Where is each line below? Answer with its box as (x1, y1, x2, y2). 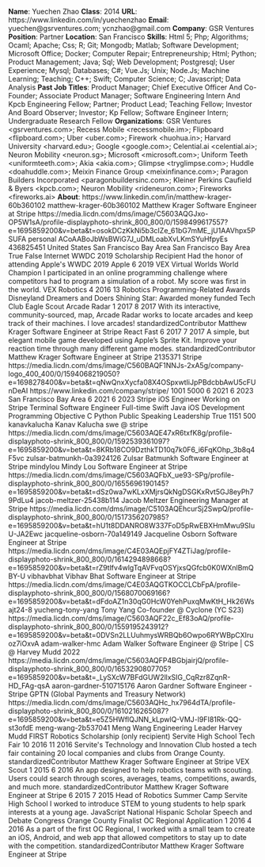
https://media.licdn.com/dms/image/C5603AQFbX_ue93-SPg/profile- (8, 470, 235, 479)
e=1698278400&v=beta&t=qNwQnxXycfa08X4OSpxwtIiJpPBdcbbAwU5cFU (8, 378, 256, 387)
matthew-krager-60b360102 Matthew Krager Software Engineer (47, 201, 257, 209)
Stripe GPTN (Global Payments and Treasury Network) (8, 689, 186, 699)
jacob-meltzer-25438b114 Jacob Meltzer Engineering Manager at (35, 496, 249, 504)
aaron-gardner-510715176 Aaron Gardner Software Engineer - (51, 681, 253, 690)
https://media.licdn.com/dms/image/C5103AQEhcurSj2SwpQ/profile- (29, 504, 255, 513)
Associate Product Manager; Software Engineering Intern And (39, 91, 241, 100)
